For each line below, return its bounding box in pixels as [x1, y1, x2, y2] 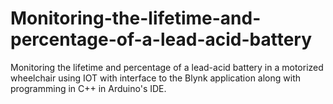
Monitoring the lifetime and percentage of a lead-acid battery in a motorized [10, 61, 324, 73]
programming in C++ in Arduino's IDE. [10, 82, 167, 94]
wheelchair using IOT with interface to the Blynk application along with [10, 72, 302, 84]
